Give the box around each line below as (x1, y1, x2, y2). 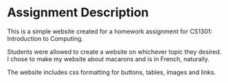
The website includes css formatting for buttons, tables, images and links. (7, 68, 216, 76)
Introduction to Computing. (7, 34, 84, 42)
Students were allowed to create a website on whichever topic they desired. (7, 48, 222, 56)
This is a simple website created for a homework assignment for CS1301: (7, 27, 213, 35)
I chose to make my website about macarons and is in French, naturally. (7, 54, 209, 63)
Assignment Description (7, 5, 149, 20)
